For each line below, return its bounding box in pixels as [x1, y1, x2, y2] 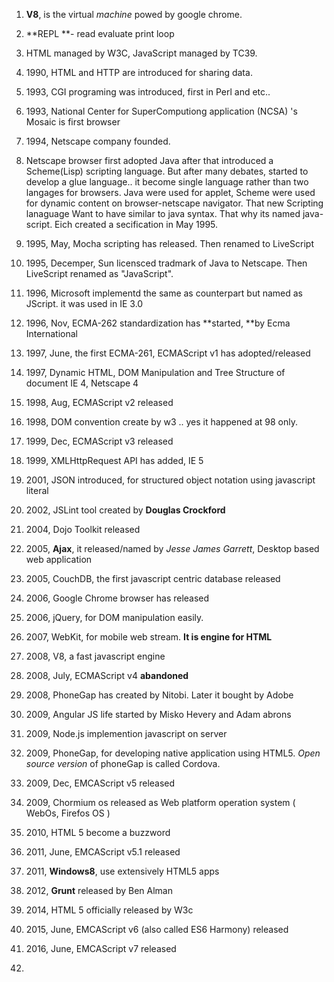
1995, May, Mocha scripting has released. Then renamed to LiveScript [25, 238, 314, 249]
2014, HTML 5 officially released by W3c [25, 904, 194, 916]
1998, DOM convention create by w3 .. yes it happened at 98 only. [25, 416, 298, 428]
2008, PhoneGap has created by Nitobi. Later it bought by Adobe [25, 689, 294, 701]
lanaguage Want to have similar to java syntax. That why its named [25, 208, 301, 219]
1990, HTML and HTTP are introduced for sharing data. [25, 67, 253, 78]
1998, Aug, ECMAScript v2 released [25, 397, 174, 408]
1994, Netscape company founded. [25, 135, 171, 147]
